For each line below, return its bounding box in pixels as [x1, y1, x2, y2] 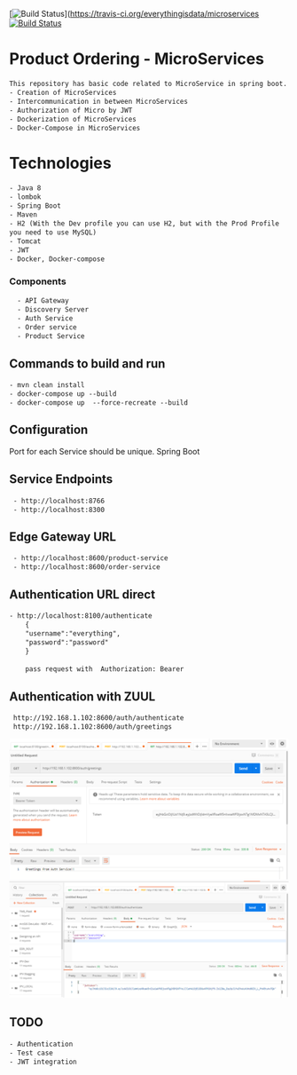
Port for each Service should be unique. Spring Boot [9, 446, 200, 456]
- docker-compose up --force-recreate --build [9, 398, 189, 407]
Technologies [9, 154, 113, 173]
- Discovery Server [17, 305, 90, 314]
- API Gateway [17, 296, 69, 305]
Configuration [9, 423, 89, 438]
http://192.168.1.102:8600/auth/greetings [12, 723, 173, 731]
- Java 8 [9, 183, 42, 193]
